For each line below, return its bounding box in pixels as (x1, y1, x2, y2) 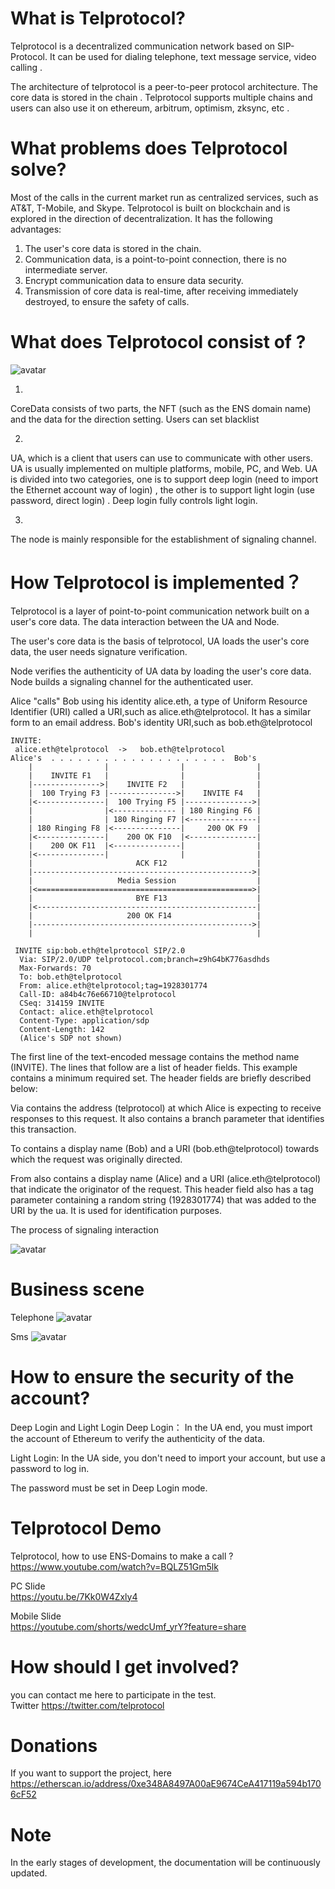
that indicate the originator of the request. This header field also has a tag (10, 1183, 314, 1195)
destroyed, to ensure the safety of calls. (24, 295, 190, 307)
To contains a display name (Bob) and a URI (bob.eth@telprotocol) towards (10, 1142, 320, 1154)
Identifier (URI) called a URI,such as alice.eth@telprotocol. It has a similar (10, 705, 312, 717)
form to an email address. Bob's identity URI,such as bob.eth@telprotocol (10, 716, 313, 728)
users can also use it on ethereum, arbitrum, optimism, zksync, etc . (10, 102, 290, 114)
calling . (10, 61, 43, 73)
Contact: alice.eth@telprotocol (19, 1007, 155, 1017)
